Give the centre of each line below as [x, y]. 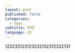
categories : [17, 19]
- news [16, 23]
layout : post [18, 10]
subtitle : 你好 [20, 28]
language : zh [18, 32]
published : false [23, 14]
